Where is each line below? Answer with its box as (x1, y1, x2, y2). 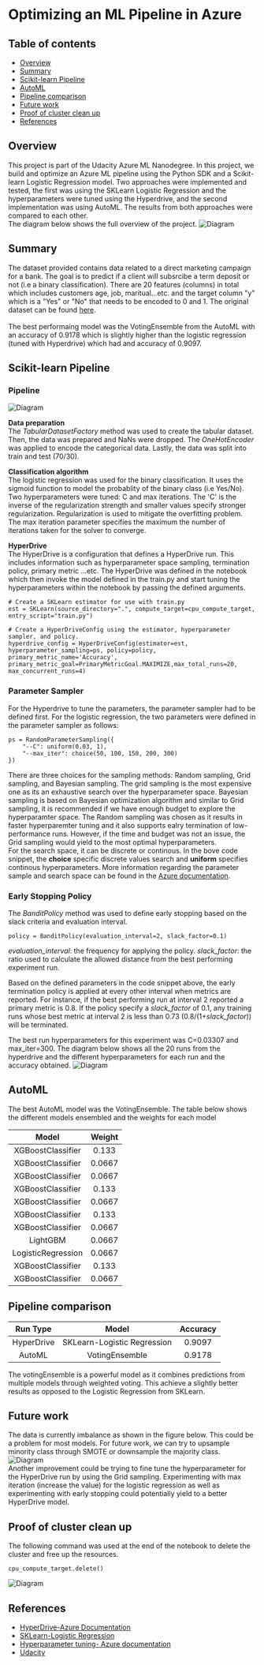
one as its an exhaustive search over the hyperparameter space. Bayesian (8, 787, 248, 797)
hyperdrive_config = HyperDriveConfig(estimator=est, (8, 639, 189, 648)
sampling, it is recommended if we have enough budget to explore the (8, 804, 236, 813)
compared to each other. (8, 211, 88, 220)
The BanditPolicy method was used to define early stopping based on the (8, 908, 247, 917)
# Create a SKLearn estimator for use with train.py (8, 598, 185, 606)
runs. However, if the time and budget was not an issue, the (52, 829, 246, 838)
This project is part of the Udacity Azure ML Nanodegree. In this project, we (8, 160, 255, 170)
